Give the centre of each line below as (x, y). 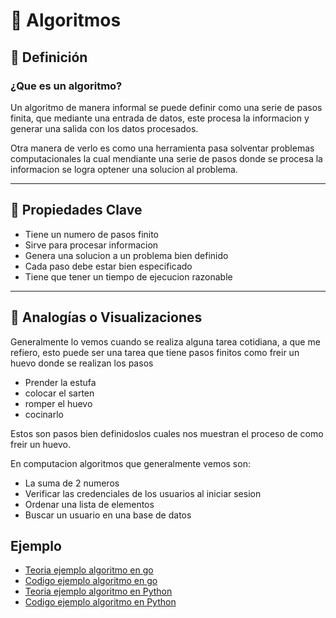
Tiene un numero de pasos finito (92, 234)
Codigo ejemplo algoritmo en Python (100, 602)
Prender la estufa (60, 382)
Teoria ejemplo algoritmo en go (89, 570)
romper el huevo (58, 403)
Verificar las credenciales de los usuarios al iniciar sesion (143, 493)
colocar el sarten (59, 393)
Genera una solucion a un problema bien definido (126, 255)
